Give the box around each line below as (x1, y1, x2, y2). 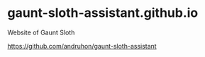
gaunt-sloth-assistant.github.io (7, 5, 199, 21)
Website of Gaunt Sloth (7, 28, 75, 37)
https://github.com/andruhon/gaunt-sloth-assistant (7, 42, 157, 50)
